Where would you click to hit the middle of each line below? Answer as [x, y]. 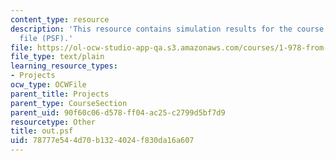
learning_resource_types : [64, 66]
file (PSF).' [46, 38]
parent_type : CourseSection [69, 103]
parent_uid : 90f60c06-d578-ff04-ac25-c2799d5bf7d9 [118, 112]
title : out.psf [42, 131]
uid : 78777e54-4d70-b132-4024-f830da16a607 [102, 141]
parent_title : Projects [60, 94]
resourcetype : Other [53, 122]
